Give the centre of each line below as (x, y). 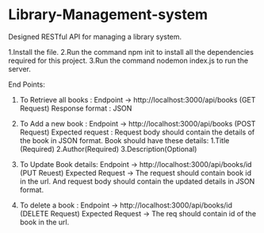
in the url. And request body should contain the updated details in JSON (137, 181)
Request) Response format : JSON (76, 108)
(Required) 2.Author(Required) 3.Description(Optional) (108, 149)
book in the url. (44, 222)
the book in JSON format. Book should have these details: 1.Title (124, 140)
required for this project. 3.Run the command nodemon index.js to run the (128, 60)
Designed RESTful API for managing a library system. (95, 37)
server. (20, 68)
